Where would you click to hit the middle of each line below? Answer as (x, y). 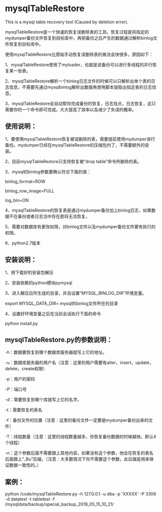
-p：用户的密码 (20, 379)
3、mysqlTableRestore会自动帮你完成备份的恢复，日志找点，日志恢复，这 (78, 103)
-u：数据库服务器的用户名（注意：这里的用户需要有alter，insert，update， (79, 363)
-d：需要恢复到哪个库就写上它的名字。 (44, 400)
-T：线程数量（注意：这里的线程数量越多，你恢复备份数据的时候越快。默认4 (81, 437)
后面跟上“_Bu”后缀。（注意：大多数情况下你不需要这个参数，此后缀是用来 (77, 459)
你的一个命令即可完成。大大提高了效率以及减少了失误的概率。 (75, 109)
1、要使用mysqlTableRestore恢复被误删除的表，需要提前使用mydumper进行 (80, 139)
